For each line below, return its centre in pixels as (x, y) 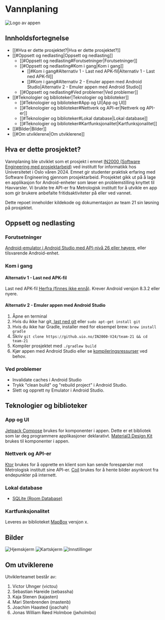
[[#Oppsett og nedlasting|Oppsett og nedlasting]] (63, 55)
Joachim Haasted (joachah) (40, 607)
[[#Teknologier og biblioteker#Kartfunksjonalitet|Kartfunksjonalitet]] (88, 123)
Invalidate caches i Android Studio (47, 380)
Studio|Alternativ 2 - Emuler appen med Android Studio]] (84, 87)
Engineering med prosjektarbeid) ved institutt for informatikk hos (71, 167)
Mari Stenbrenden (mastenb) (41, 602)
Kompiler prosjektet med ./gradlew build (54, 346)
